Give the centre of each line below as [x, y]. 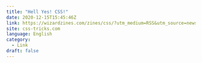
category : [19, 40]
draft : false [23, 51]
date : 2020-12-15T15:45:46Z [41, 17]
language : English [29, 34]
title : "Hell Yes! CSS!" [37, 12]
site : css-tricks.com [33, 28]
